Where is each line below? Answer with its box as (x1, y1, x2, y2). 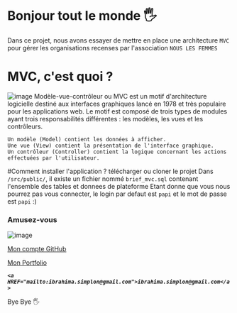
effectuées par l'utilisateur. (7, 154, 100, 162)
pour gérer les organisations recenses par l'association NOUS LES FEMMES (7, 43, 218, 52)
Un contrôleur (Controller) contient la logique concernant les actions (7, 148, 227, 155)
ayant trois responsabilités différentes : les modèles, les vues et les (7, 114, 204, 123)
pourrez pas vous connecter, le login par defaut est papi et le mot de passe (7, 190, 227, 198)
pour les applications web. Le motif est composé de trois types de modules (7, 106, 228, 116)
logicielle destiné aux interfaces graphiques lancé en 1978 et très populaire (7, 99, 226, 108)
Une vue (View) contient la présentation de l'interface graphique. (7, 142, 214, 149)
